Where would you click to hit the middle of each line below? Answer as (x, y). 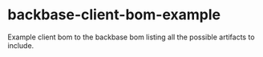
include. (21, 45)
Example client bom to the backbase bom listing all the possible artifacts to (131, 37)
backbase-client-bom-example (114, 15)
